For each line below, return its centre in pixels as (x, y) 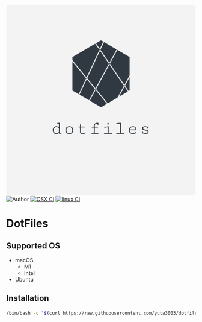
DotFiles (27, 223)
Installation (28, 298)
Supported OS (33, 246)
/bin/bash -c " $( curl (33, 313)
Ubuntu (24, 279)
